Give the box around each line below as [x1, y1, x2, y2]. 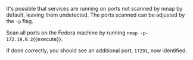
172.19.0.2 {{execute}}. [6, 36, 63, 42]
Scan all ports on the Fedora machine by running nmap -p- [6, 29, 149, 36]
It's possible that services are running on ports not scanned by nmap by [6, 5, 183, 12]
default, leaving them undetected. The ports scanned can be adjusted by [6, 11, 185, 18]
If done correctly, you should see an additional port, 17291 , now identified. [6, 47, 188, 54]
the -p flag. [6, 18, 34, 24]
